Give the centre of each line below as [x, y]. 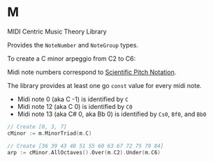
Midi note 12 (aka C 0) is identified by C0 [75, 106]
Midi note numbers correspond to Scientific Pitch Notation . [92, 72]
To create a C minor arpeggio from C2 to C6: [72, 58]
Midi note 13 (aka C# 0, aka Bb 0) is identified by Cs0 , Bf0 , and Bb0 [112, 114]
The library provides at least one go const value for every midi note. [105, 85]
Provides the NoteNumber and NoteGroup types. [73, 45]
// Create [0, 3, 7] [37, 126]
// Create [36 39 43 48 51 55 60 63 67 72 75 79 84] [86, 146]
